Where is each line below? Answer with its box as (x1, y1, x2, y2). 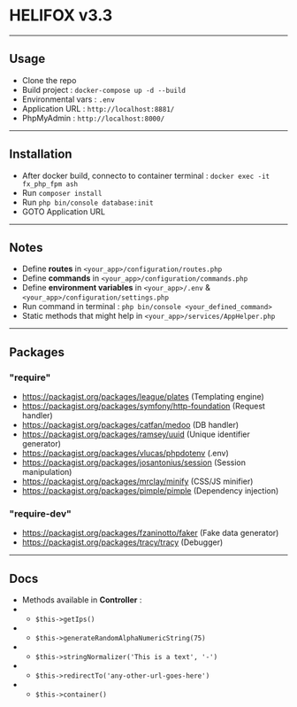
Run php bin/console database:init (21, 197, 154, 207)
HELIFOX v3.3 (9, 5, 113, 26)
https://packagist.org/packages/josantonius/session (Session (21, 457, 246, 468)
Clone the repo (21, 74, 77, 85)
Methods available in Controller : (21, 594, 142, 605)
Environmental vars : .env (21, 94, 115, 105)
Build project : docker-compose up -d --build (21, 84, 187, 95)
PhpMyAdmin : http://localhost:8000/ (21, 113, 165, 123)
